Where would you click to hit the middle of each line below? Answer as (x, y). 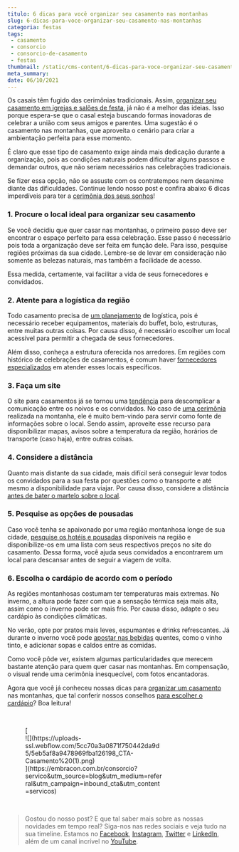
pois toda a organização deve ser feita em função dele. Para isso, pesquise (117, 245)
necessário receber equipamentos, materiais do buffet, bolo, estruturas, (113, 323)
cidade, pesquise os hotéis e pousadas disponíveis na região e (99, 537)
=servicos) (41, 791)
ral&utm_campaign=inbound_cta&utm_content (92, 784)
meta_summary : (28, 73)
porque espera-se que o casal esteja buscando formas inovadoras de (110, 115)
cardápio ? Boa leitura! (39, 703)
